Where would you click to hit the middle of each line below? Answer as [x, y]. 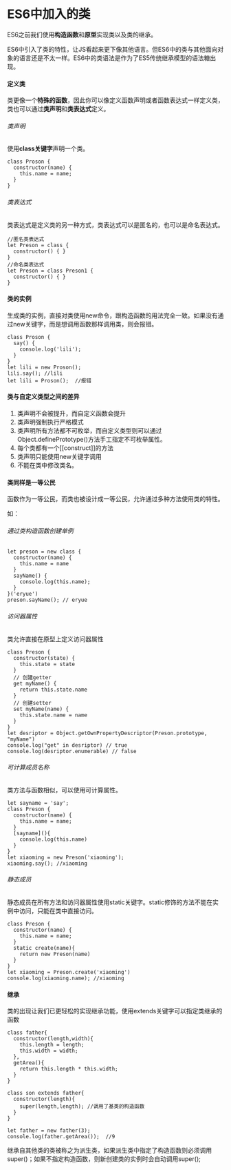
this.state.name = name [54, 715]
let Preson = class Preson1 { [51, 271]
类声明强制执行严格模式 [50, 422]
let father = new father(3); [49, 1131]
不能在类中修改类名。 [47, 465]
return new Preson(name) [55, 954]
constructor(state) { [44, 658]
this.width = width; [49, 1051]
